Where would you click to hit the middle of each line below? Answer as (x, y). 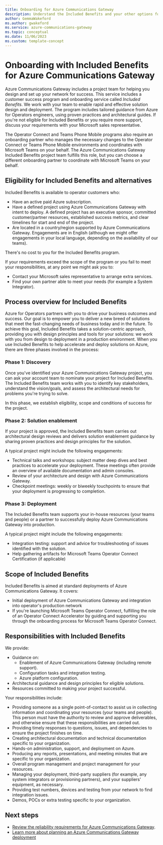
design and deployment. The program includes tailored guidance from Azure (81, 109)
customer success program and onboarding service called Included (73, 99)
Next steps (22, 815)
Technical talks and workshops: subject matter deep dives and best (80, 460)
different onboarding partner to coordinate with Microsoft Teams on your (78, 160)
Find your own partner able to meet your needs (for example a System (82, 282)
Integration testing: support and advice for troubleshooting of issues (80, 544)
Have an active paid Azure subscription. (52, 201)
